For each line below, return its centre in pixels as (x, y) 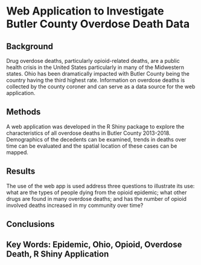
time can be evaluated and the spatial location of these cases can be (92, 146)
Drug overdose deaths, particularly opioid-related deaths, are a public (93, 61)
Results (21, 172)
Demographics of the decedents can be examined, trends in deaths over (96, 139)
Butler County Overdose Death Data (98, 24)
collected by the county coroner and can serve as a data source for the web (101, 87)
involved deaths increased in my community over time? (75, 205)
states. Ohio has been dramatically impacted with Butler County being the (98, 74)
